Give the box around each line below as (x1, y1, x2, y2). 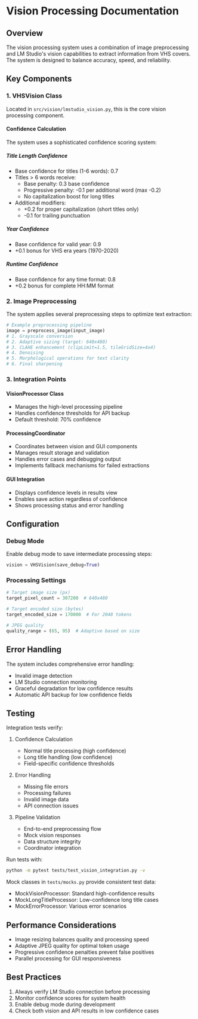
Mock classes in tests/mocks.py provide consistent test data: (6, 879, 156, 886)
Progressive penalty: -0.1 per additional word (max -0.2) (23, 186, 161, 194)
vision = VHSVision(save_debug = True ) (6, 562, 100, 568)
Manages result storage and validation (14, 449, 109, 457)
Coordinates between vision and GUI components (14, 443, 138, 450)
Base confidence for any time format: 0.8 (14, 276, 116, 283)
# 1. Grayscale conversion (6, 333, 73, 339)
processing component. (6, 112, 65, 119)
